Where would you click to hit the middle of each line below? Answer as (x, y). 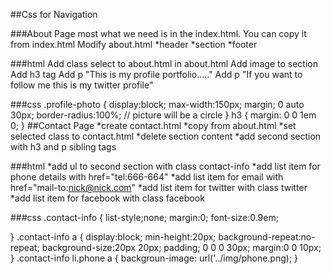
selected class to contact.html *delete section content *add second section (166, 136)
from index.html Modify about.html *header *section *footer (134, 44)
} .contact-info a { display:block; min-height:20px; (113, 237)
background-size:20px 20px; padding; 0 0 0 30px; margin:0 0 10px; (181, 247)
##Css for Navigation (54, 14)
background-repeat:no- (267, 237)
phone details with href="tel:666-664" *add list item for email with (147, 177)
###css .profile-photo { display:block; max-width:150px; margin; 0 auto (157, 104)
